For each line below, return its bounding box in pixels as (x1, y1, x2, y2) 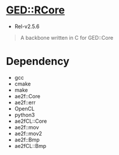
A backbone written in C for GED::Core (20, 34, 114, 41)
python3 (14, 111, 35, 118)
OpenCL (14, 105, 35, 112)
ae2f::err (14, 99, 36, 106)
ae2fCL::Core (14, 118, 47, 125)
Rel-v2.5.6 (14, 23, 40, 30)
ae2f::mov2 (14, 130, 43, 137)
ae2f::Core (14, 92, 41, 99)
